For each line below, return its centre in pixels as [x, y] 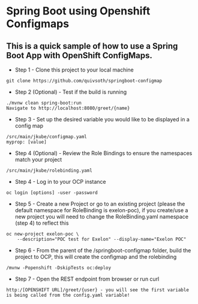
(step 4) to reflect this [42, 223]
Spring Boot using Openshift [78, 11]
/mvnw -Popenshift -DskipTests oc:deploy [59, 268]
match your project [38, 160]
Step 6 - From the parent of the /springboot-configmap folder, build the [103, 250]
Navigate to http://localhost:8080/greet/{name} [68, 108]
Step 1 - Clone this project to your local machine [74, 70]
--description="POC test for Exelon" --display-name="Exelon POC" [102, 239]
